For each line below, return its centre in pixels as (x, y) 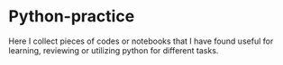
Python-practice (72, 16)
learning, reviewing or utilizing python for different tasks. (114, 50)
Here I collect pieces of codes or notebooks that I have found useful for (141, 41)
